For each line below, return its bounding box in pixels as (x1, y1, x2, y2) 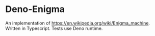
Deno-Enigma (5, 3, 65, 15)
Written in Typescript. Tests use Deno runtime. (5, 25, 103, 31)
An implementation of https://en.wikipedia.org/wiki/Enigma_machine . (5, 20, 150, 26)
